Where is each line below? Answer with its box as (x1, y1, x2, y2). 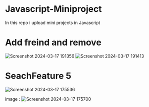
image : (5, 96, 21, 102)
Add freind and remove (5, 37, 101, 48)
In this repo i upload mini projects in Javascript (5, 20, 100, 26)
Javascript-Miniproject (5, 3, 102, 15)
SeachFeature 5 (5, 70, 72, 81)
